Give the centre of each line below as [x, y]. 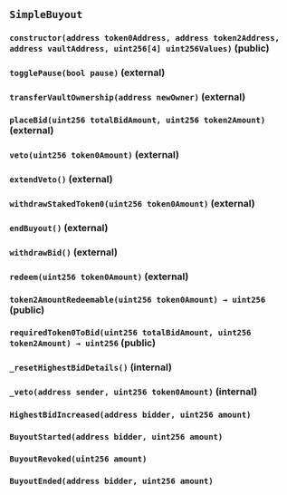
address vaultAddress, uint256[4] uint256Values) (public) [139, 48]
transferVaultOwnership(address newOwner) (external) [128, 97]
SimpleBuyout [46, 15]
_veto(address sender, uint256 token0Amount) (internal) [134, 392]
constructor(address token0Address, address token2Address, [145, 38]
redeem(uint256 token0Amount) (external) [99, 277]
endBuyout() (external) [59, 228]
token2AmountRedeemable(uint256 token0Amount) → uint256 [138, 300]
